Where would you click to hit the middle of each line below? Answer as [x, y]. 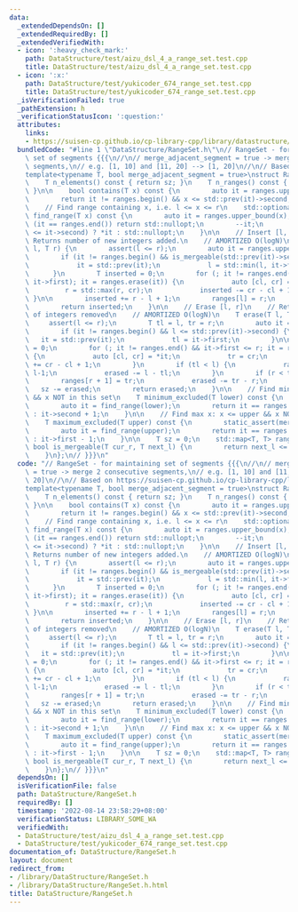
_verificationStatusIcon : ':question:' [91, 116]
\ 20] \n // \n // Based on [69, 480]
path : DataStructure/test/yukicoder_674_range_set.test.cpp [138, 84]
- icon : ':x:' [43, 76]
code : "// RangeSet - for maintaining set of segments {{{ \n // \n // [145, 464]
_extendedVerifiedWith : [61, 42]
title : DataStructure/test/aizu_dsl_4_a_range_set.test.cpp [138, 68]
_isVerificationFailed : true [71, 100]
